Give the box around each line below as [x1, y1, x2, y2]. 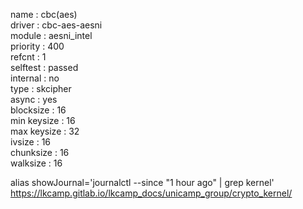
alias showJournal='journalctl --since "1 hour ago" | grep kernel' [10, 177, 275, 188]
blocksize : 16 [10, 104, 67, 116]
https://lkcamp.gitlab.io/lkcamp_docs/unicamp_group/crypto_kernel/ [10, 187, 293, 199]
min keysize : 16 [10, 115, 76, 126]
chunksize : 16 [10, 147, 70, 158]
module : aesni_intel [10, 30, 93, 41]
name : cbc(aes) [10, 9, 78, 20]
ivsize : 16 [10, 136, 52, 148]
